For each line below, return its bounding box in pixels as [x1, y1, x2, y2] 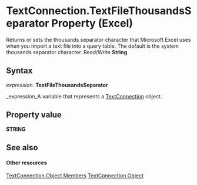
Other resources [6, 159, 47, 166]
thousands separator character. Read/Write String [6, 48, 128, 55]
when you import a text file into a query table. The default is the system [6, 42, 179, 49]
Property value [6, 110, 62, 120]
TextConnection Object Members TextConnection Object [6, 172, 144, 179]
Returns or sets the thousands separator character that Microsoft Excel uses [6, 36, 191, 43]
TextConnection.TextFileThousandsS [6, 4, 192, 18]
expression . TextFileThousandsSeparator [6, 81, 108, 88]
